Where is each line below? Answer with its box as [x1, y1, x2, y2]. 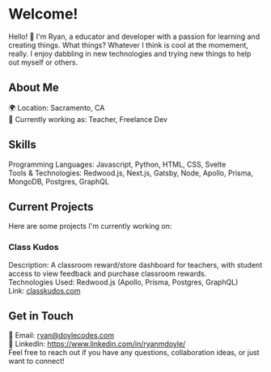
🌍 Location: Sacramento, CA [8, 103, 105, 112]
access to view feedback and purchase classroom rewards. [8, 268, 207, 278]
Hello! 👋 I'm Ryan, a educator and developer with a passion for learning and [8, 32, 260, 41]
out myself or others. [8, 57, 78, 67]
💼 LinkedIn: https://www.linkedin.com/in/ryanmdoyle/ [8, 339, 186, 349]
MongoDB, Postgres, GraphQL [8, 176, 109, 186]
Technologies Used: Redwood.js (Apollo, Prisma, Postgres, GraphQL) [8, 277, 239, 287]
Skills [8, 138, 36, 152]
